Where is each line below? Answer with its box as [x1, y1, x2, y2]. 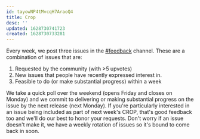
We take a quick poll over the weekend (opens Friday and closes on [6, 89, 173, 97]
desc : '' [6, 20, 28, 26]
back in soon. [6, 128, 40, 135]
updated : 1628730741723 [6, 25, 66, 32]
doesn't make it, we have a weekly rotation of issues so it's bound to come [6, 121, 190, 128]
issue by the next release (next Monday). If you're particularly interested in [6, 102, 190, 109]
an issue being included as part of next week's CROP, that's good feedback [6, 109, 192, 116]
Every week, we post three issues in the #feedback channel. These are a [6, 47, 185, 54]
